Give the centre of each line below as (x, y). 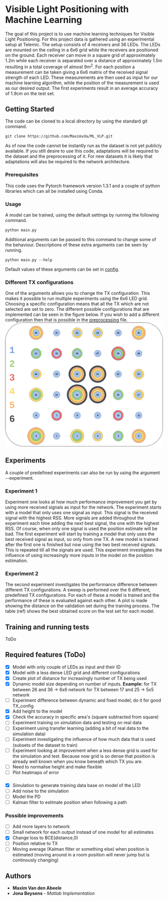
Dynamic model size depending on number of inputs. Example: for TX (84, 684)
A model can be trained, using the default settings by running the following (82, 215)
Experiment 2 (22, 574)
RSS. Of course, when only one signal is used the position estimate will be (81, 528)
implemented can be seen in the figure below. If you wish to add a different (82, 314)
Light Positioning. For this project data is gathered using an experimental (80, 39)
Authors (18, 876)
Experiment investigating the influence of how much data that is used (84, 739)
